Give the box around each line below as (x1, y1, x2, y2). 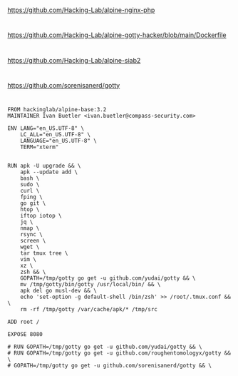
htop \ (20, 205, 40, 213)
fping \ (20, 193, 43, 200)
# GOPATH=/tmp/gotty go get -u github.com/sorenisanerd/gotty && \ (7, 362, 212, 369)
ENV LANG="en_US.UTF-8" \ (7, 124, 84, 132)
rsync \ (20, 230, 43, 238)
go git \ (20, 199, 46, 207)
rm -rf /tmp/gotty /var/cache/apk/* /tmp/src (20, 305, 158, 313)
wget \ (20, 243, 40, 250)
